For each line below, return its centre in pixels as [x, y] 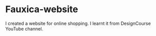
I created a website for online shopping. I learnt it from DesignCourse [78, 23]
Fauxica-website [42, 9]
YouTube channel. [24, 28]
